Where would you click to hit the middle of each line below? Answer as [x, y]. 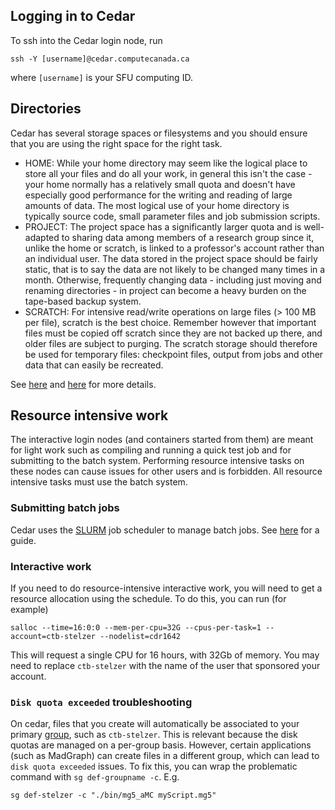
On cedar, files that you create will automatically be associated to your [155, 724]
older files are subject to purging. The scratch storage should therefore [171, 343]
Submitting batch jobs [65, 508]
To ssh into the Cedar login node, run [86, 40]
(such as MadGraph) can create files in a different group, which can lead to [165, 756]
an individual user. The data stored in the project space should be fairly [171, 258]
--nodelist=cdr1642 [140, 637]
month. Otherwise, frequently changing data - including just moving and [173, 280]
